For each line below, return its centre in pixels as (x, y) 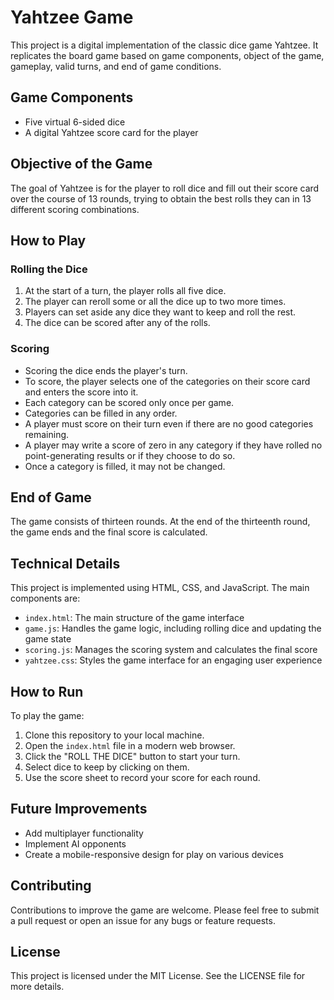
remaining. (47, 434)
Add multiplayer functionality (84, 833)
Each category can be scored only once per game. (129, 402)
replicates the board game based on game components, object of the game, (167, 55)
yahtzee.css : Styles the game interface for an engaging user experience (173, 660)
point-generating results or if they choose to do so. (130, 455)
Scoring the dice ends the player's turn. (106, 370)
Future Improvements (79, 809)
